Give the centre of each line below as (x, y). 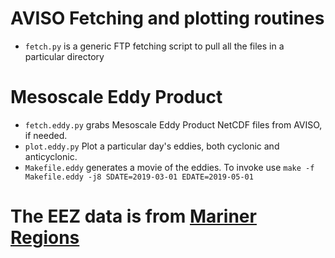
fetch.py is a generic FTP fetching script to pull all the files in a (154, 46)
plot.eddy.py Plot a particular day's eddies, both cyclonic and (152, 146)
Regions (45, 238)
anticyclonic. (51, 156)
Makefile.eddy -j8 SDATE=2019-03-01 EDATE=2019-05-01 (139, 177)
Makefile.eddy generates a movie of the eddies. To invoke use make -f (169, 167)
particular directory (64, 56)
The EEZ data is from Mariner (133, 216)
